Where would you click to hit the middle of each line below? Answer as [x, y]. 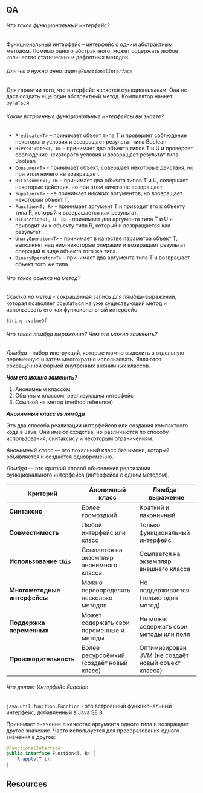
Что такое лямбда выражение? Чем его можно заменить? [82, 334]
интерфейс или [103, 533]
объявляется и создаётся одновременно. [60, 457]
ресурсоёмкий [103, 655]
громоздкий [99, 515]
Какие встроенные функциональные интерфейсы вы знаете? [85, 116]
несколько [97, 598]
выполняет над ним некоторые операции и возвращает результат [100, 245]
